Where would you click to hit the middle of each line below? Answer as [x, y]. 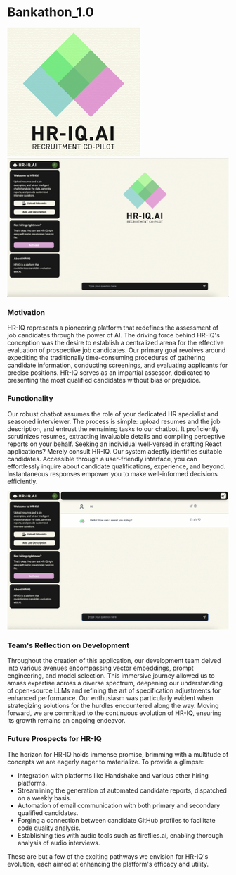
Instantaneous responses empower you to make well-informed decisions [112, 473]
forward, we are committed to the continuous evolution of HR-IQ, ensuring [114, 713]
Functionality [31, 399]
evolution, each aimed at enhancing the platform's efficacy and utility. [108, 864]
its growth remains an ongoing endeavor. [66, 721]
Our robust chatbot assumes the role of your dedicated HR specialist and [113, 414]
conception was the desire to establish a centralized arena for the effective [116, 343]
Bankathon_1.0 [51, 12]
